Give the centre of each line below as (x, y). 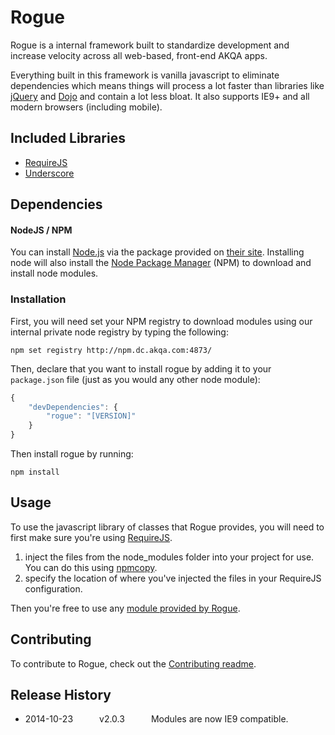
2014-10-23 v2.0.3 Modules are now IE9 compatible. (156, 719)
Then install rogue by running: (72, 454)
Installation (38, 299)
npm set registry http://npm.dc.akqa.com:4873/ (111, 350)
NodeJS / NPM (41, 230)
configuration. (53, 588)
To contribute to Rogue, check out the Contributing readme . (133, 663)
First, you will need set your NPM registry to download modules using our (161, 321)
